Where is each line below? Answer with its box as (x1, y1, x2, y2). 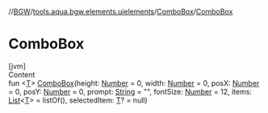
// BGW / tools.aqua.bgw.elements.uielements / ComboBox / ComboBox (8, 7, 233, 16)
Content (8, 70, 36, 79)
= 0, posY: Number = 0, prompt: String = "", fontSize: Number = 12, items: (8, 87, 253, 96)
